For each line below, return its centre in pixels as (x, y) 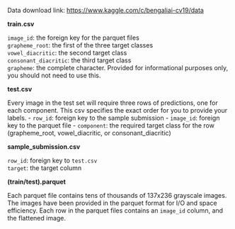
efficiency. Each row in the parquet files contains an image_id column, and (115, 211)
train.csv (21, 24)
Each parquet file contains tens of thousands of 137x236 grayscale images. (117, 195)
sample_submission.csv (44, 147)
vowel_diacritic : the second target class (67, 53)
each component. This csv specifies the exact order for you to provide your (117, 110)
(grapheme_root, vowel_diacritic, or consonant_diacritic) (89, 133)
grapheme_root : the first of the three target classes (80, 45)
